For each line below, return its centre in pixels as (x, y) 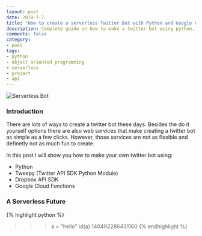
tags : (13, 51)
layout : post (23, 12)
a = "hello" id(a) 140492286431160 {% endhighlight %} (119, 226)
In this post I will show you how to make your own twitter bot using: (90, 155)
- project (19, 73)
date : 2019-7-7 (25, 17)
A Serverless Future (36, 202)
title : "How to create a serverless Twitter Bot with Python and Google (99, 23)
